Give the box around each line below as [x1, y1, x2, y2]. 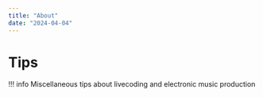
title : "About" [8, 11, 59, 20]
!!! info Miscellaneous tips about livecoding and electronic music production [8, 80, 256, 89]
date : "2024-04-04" [8, 19, 73, 27]
